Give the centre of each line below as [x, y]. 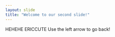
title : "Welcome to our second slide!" [48, 15]
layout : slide [20, 10]
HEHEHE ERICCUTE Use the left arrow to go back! [58, 29]
